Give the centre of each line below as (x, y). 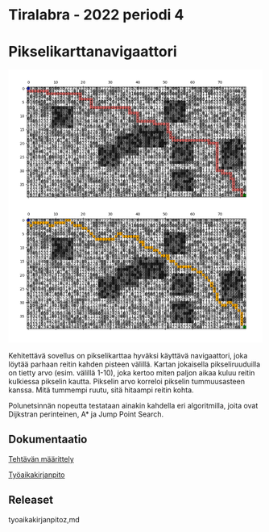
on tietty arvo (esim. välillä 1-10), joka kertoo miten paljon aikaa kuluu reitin (132, 373)
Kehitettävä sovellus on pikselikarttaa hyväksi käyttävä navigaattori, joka (128, 356)
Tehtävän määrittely (41, 459)
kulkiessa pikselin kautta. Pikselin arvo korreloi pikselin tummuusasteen (127, 382)
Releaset (31, 500)
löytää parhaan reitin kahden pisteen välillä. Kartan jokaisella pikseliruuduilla (134, 364)
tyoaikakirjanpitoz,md (44, 519)
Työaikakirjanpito (37, 475)
